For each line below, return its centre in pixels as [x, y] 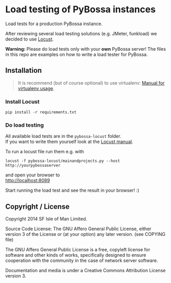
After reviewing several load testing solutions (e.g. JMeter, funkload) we [81, 33]
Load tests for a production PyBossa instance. [54, 24]
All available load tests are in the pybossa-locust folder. [63, 136]
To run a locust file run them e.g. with [45, 152]
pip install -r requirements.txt [41, 112]
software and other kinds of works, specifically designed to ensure [76, 255]
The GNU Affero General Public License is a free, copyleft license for [78, 250]
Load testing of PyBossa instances [81, 9]
